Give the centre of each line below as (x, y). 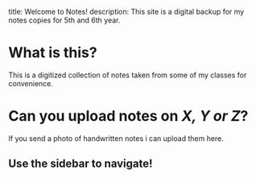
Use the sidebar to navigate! (81, 164)
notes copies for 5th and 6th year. (64, 20)
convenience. (31, 83)
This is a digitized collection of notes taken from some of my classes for (128, 75)
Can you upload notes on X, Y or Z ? (128, 116)
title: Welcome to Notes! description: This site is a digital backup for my (126, 12)
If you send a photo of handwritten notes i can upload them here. (116, 138)
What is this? (53, 53)
